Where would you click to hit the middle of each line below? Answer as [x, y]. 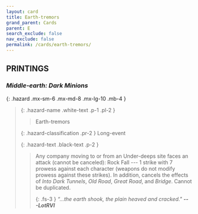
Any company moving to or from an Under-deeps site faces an [112, 156]
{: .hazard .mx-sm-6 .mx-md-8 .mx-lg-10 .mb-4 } [66, 98]
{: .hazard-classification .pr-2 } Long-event [73, 133]
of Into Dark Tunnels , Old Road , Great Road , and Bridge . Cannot [114, 181]
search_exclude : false [34, 34]
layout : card [22, 12]
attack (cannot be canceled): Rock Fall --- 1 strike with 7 [104, 162]
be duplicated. [53, 187]
